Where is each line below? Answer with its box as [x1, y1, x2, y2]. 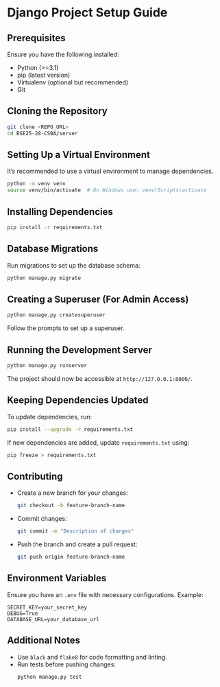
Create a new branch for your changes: [16, 489, 128, 497]
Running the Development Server [7, 344, 152, 356]
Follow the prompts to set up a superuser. [7, 324, 125, 332]
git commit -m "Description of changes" [16, 528, 134, 535]
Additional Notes [7, 635, 81, 647]
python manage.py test [16, 673, 82, 680]
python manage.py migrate [7, 275, 81, 281]
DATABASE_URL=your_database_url [7, 616, 99, 622]
